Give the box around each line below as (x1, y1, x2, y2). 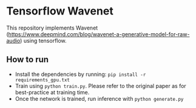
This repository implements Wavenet (6, 24, 98, 31)
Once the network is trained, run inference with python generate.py (15, 95, 184, 102)
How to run (6, 54, 49, 65)
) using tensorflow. (20, 37, 67, 44)
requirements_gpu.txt (15, 77, 70, 83)
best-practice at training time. (15, 89, 90, 96)
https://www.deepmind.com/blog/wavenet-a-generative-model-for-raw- (8, 30, 190, 37)
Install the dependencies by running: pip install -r (15, 71, 146, 78)
